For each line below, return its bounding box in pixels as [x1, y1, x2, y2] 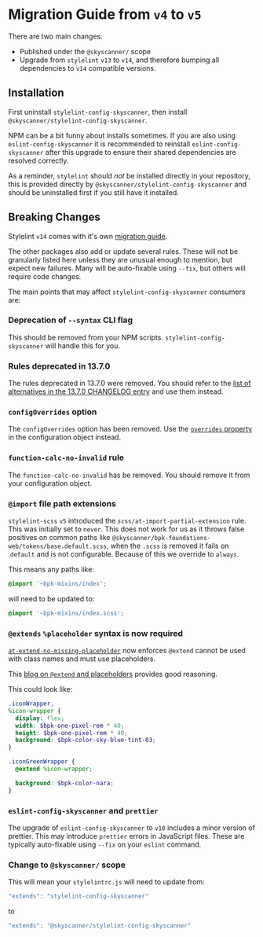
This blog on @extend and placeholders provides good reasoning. [8, 670, 218, 679]
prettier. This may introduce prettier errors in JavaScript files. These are [8, 832, 245, 841]
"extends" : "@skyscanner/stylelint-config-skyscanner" [8, 922, 192, 930]
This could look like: [8, 685, 73, 694]
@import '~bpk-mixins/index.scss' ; [8, 609, 125, 617]
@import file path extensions [8, 498, 116, 509]
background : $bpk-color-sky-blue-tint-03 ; [15, 737, 156, 744]
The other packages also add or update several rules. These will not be [8, 246, 238, 256]
